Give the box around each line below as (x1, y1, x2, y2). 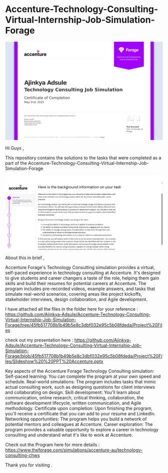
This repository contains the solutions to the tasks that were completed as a (5, 154, 161, 161)
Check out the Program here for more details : (5, 441, 100, 447)
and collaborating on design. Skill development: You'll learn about (5, 389, 140, 395)
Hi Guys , (5, 145, 24, 151)
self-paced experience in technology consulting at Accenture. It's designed (5, 270, 161, 276)
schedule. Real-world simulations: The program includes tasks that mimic (5, 378, 156, 384)
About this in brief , (5, 255, 45, 261)
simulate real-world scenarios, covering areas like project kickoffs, (5, 291, 142, 297)
